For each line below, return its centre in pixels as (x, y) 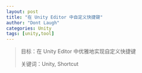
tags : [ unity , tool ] (30, 34)
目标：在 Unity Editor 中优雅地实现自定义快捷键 (78, 52)
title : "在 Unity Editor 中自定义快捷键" (54, 17)
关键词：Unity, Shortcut (50, 64)
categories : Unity (29, 28)
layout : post (22, 12)
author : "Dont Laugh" (33, 23)
